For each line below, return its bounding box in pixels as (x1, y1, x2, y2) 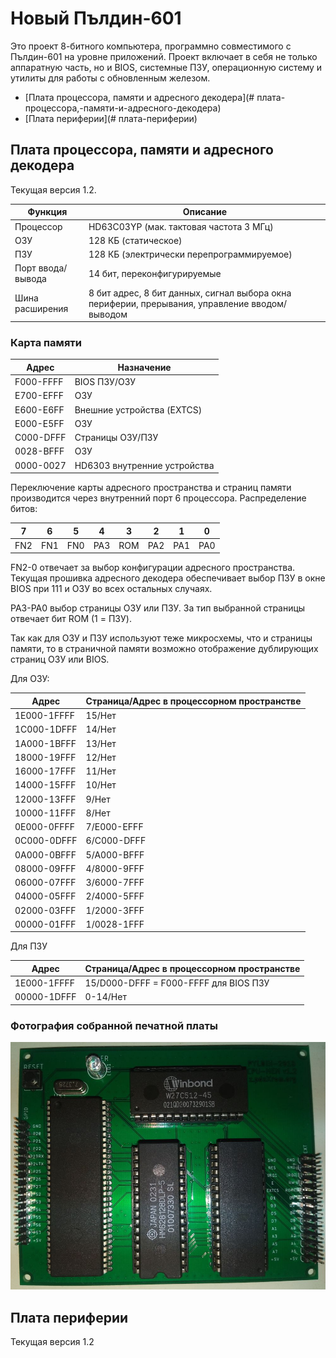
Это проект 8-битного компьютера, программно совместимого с (10, 40, 292, 52)
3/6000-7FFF (85, 877, 145, 889)
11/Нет (85, 765, 117, 777)
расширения (14, 303, 69, 314)
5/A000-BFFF (85, 848, 145, 861)
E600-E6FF (14, 403, 65, 416)
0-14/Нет (84, 991, 127, 1003)
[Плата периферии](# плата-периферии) (24, 112, 198, 124)
